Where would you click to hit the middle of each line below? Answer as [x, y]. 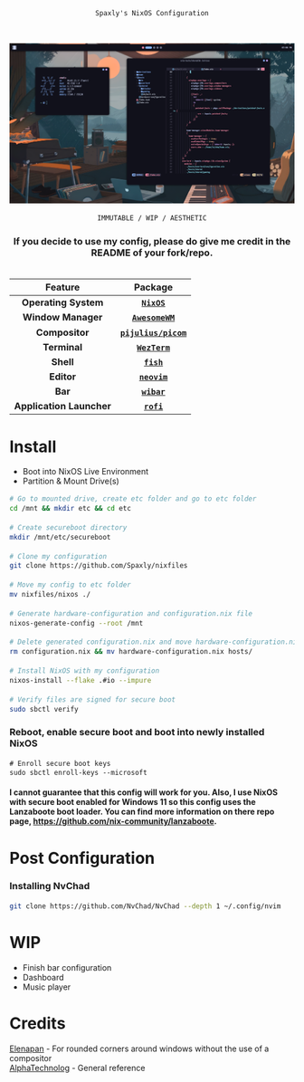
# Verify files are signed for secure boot [93, 699]
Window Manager [62, 318]
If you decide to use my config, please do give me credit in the [152, 241]
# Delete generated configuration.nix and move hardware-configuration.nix [155, 642]
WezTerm [153, 347]
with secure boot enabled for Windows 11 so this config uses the [133, 802]
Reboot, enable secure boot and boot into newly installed [137, 733]
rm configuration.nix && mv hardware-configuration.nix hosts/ [131, 652]
